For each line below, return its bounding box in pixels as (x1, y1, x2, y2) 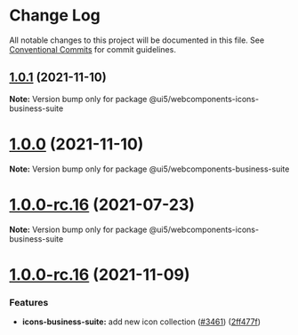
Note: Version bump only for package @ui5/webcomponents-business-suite (9, 164, 290, 174)
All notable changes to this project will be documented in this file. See (9, 35, 265, 45)
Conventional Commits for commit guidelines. (9, 44, 176, 54)
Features (9, 296, 49, 308)
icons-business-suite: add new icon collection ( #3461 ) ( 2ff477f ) (21, 316, 261, 327)
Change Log (9, 5, 101, 26)
